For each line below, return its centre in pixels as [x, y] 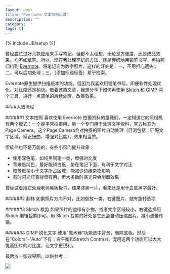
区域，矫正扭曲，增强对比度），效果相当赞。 [55, 137]
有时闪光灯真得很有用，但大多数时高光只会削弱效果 [66, 177]
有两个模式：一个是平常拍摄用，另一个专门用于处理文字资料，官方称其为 [80, 124]
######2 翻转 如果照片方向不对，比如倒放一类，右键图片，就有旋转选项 [80, 199]
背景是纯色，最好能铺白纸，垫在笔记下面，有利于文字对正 [72, 165]
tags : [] [14, 29]
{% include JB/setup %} [30, 43]
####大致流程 [20, 107]
